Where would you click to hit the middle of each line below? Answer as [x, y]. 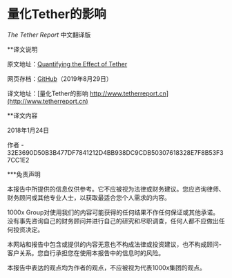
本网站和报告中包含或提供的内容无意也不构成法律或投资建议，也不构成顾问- [115, 244]
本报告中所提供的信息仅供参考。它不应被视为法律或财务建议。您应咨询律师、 [116, 189]
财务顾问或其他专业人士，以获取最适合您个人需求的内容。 [89, 197]
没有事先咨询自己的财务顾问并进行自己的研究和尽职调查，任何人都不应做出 [113, 221]
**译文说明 [22, 49]
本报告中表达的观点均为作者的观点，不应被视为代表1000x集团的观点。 [106, 268]
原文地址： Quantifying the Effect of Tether [67, 64]
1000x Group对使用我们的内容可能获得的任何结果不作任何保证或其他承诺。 [113, 212]
